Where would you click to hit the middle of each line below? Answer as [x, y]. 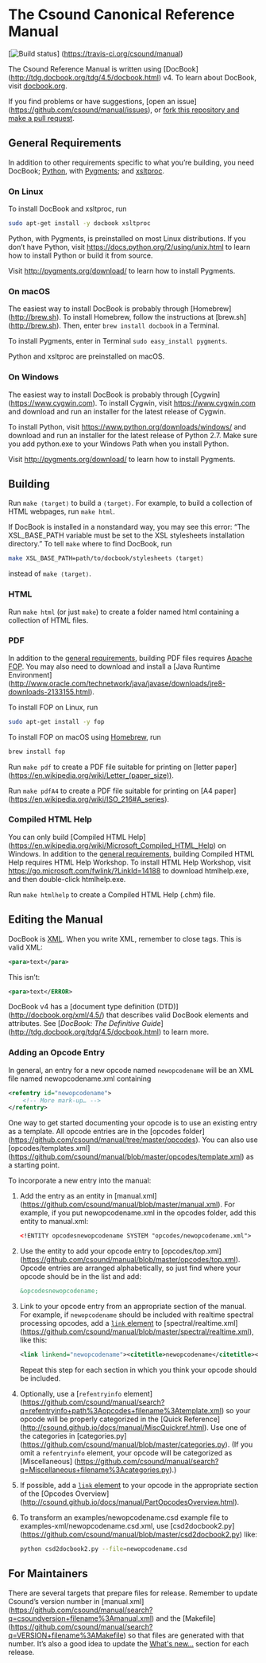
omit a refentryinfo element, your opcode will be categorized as [126, 1452]
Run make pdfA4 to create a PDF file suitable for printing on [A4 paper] [122, 791]
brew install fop [37, 752]
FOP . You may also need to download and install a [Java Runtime [114, 666]
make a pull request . [42, 118]
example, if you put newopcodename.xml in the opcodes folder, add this [138, 1213]
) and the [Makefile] [183, 1618]
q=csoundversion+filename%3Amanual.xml [80, 1618]
